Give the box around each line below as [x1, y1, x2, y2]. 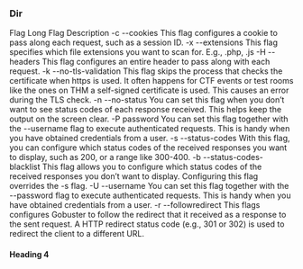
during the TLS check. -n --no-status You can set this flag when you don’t [9, 94, 285, 105]
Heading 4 [9, 248, 50, 259]
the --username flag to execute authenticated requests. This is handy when [9, 123, 290, 134]
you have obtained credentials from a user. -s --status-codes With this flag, [9, 133, 290, 144]
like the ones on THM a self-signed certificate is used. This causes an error [9, 85, 289, 96]
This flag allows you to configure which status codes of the [41, 161, 262, 173]
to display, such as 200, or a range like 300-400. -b [9, 152, 201, 163]
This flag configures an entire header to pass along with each [41, 57, 271, 67]
